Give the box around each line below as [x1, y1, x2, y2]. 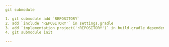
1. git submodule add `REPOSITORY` [5, 16, 80, 21]
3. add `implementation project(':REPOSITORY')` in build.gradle [5, 25, 145, 30]
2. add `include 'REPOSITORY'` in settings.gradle [5, 21, 114, 26]
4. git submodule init [5, 30, 53, 35]
